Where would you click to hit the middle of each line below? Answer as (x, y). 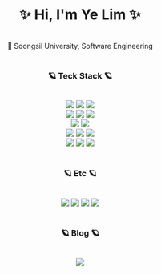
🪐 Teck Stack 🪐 (80, 75)
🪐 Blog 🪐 (80, 233)
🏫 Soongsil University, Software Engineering (80, 46)
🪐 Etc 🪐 (80, 174)
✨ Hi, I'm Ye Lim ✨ (80, 15)
